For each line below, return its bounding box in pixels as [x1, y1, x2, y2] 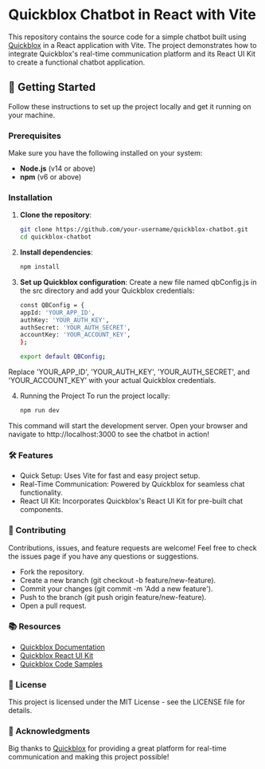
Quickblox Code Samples [19, 659, 103, 668]
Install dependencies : [19, 247, 93, 257]
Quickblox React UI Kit [19, 650, 94, 660]
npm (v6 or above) [19, 172, 82, 182]
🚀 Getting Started [8, 81, 96, 94]
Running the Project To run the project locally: [19, 391, 170, 400]
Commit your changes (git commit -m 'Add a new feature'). [19, 584, 213, 594]
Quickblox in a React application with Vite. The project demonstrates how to [8, 40, 257, 49]
